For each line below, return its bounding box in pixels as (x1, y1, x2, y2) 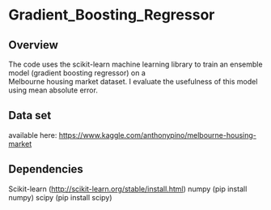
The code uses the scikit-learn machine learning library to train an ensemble (8, 59, 263, 69)
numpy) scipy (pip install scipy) (8, 192, 112, 202)
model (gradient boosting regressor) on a (8, 68, 146, 78)
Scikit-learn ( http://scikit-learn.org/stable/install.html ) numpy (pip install (8, 184, 248, 194)
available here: (8, 130, 57, 139)
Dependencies (8, 162, 83, 176)
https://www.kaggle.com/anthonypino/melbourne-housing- (58, 130, 256, 139)
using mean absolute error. (8, 85, 99, 95)
